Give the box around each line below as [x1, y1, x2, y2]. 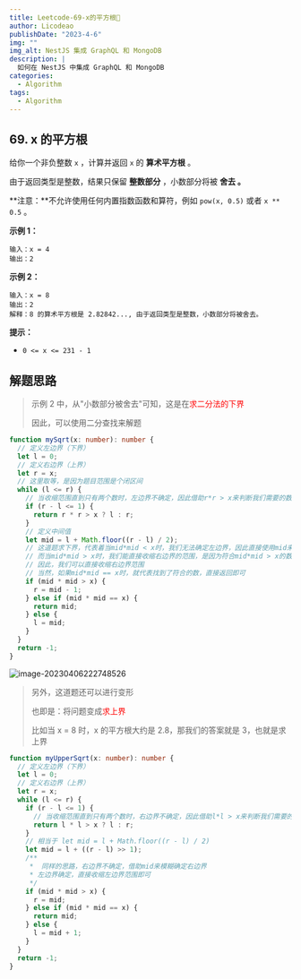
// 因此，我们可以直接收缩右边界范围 [25, 561, 145, 570]
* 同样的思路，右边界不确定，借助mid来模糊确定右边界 [29, 862, 208, 871]
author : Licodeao [9, 21, 74, 30]
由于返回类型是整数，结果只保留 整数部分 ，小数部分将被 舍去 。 [9, 176, 246, 187]
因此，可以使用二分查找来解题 [30, 417, 142, 428]
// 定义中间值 [25, 527, 72, 536]
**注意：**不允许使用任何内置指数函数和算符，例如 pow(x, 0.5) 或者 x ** [9, 195, 280, 206]
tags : [9, 88, 30, 97]
